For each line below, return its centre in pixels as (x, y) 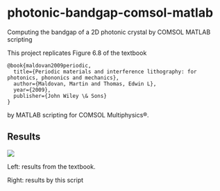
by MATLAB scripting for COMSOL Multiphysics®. (78, 115)
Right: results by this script (45, 180)
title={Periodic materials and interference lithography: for (105, 72)
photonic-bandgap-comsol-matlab (110, 13)
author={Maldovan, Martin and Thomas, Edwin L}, (85, 84)
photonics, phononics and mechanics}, (63, 78)
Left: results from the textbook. (51, 166)
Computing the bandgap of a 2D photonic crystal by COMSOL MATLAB (109, 32)
